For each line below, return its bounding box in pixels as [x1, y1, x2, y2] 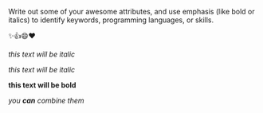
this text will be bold [8, 80, 77, 90]
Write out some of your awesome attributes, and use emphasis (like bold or [8, 7, 255, 16]
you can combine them [8, 95, 85, 105]
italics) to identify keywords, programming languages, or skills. [8, 15, 214, 25]
